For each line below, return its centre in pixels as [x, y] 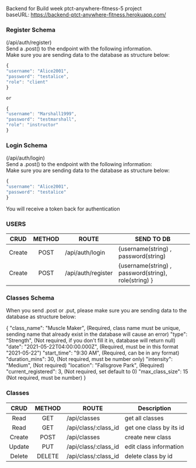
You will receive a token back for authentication [63, 209]
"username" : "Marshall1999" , [41, 114]
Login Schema [27, 145]
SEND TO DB [153, 239]
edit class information [154, 446]
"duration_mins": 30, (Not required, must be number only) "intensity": [90, 359]
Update [19, 446]
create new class [148, 437]
